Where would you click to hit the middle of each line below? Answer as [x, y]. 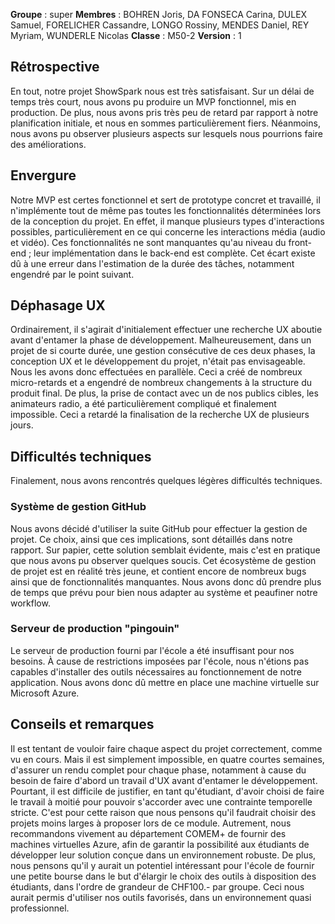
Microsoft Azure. [45, 693]
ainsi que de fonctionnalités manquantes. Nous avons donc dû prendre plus [166, 581]
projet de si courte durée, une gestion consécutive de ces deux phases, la [163, 351]
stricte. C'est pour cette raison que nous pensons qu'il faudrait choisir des [163, 812]
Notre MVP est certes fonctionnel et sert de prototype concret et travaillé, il [165, 200]
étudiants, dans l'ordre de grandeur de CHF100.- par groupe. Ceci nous [157, 886]
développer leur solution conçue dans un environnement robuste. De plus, [163, 855]
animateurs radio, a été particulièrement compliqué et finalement [143, 404]
